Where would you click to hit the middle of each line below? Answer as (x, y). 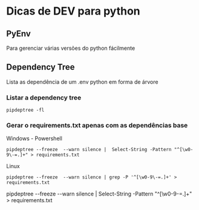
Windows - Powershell (34, 138)
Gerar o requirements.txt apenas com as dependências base (97, 126)
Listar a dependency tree (44, 97)
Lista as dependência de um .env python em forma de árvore (82, 82)
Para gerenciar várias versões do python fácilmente (71, 48)
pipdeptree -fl (25, 110)
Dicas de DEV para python (73, 11)
